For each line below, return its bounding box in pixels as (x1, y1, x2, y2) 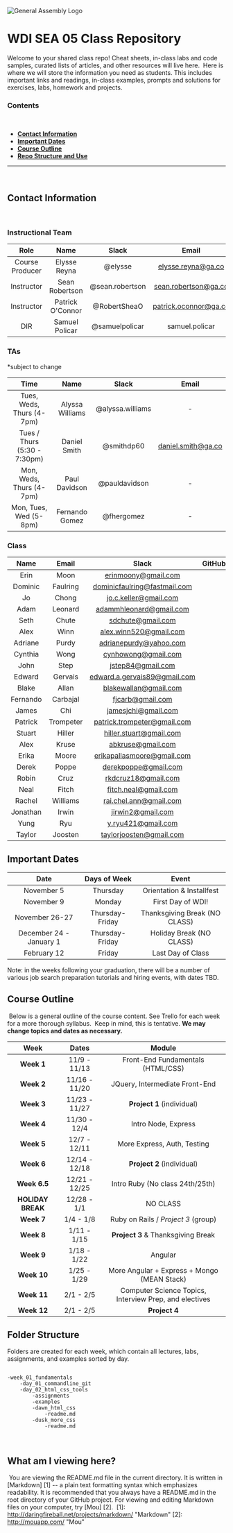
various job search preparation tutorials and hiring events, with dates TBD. (7, 973, 220, 981)
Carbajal (51, 694, 80, 704)
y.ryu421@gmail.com (107, 818, 178, 828)
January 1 (27, 937, 61, 947)
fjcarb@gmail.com (112, 694, 173, 704)
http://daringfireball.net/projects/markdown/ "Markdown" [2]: (7, 1510, 182, 1519)
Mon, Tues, (11, 502, 48, 512)
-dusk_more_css (32, 1416, 76, 1424)
